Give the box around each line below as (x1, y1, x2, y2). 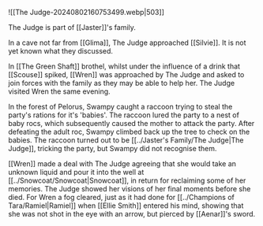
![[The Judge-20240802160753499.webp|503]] (8, 8, 164, 17)
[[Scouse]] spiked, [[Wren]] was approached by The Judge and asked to (8, 70, 245, 79)
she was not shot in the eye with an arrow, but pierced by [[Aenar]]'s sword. (8, 209, 256, 218)
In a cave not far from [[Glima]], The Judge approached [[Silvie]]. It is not (8, 38, 246, 47)
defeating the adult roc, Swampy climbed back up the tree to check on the (8, 127, 250, 136)
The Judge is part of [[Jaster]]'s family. (8, 23, 137, 31)
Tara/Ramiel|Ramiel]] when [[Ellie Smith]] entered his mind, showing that (8, 201, 244, 210)
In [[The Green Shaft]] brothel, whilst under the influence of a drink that (8, 61, 241, 71)
